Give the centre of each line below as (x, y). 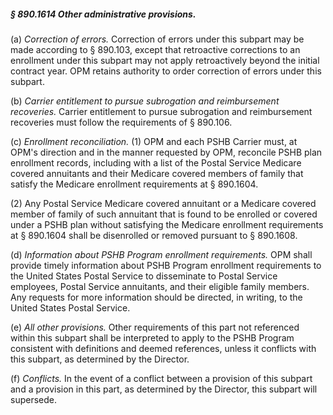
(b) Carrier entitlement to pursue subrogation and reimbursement (145, 101)
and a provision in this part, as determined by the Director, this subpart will (164, 389)
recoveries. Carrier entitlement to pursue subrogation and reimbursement (161, 111)
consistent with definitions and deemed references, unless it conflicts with (163, 348)
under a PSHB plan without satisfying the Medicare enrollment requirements (167, 224)
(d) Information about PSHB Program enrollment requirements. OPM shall (161, 254)
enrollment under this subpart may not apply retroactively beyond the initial (165, 60)
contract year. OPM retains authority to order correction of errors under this (166, 71)
